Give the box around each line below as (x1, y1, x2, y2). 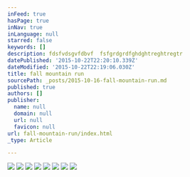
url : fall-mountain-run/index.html (7, 130, 113, 137)
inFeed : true (7, 10, 46, 18)
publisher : (7, 97, 40, 104)
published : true (7, 84, 56, 91)
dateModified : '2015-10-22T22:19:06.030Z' (7, 64, 135, 71)
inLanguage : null (7, 30, 59, 38)
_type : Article (7, 136, 53, 143)
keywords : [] (7, 44, 46, 51)
